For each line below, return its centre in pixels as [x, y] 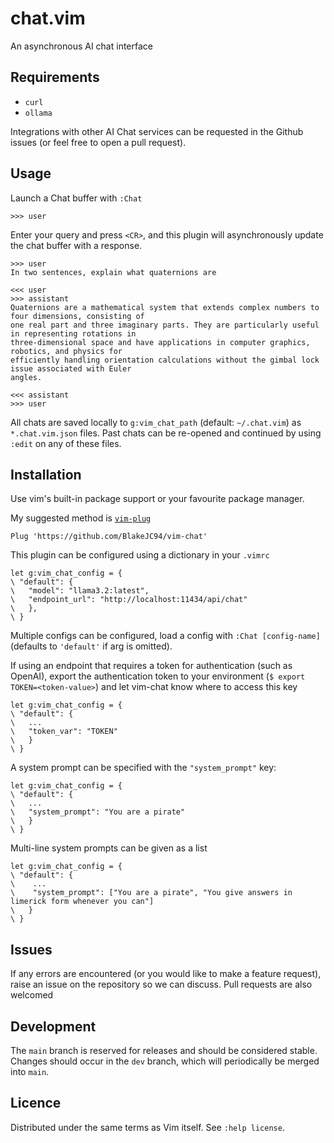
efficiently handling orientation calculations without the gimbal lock [165, 360]
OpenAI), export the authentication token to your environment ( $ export [158, 676]
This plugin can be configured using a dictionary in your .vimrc [140, 555]
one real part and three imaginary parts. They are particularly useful [165, 325]
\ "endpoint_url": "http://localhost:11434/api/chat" [129, 600]
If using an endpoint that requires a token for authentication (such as [151, 666]
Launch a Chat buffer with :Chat [76, 198]
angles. [26, 377]
